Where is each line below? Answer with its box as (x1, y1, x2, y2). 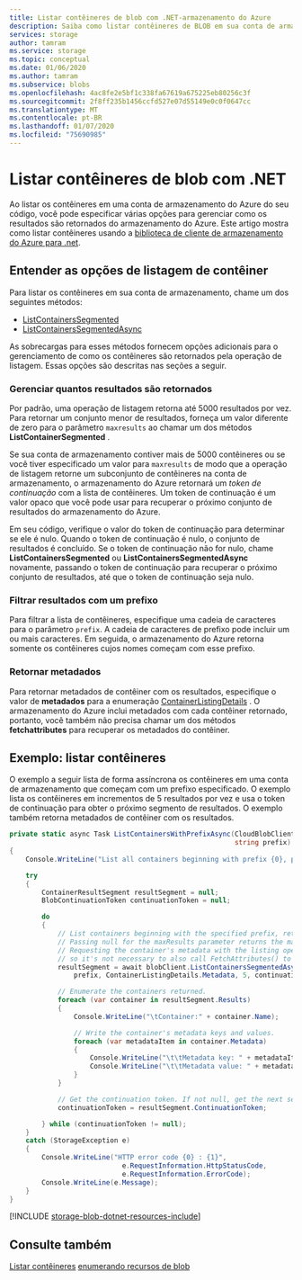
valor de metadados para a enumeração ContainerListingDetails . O (9, 695, 261, 706)
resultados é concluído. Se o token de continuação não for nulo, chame (9, 542, 274, 553)
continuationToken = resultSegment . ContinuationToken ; (57, 1103, 268, 1112)
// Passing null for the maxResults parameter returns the (57, 937, 283, 946)
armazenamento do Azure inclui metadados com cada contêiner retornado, (9, 705, 288, 716)
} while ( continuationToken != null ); (41, 1119, 187, 1129)
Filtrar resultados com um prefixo (9, 594, 159, 606)
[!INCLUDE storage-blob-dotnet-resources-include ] (9, 1211, 201, 1222)
